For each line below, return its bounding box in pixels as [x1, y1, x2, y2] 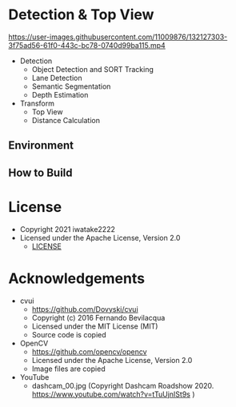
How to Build [8, 166, 74, 179]
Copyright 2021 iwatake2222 [19, 224, 116, 233]
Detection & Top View [8, 6, 154, 24]
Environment [8, 138, 74, 153]
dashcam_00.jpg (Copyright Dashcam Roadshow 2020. [31, 381, 214, 390]
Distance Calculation [31, 115, 100, 125]
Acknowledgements [8, 269, 146, 287]
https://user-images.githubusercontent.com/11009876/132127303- [8, 32, 228, 42]
